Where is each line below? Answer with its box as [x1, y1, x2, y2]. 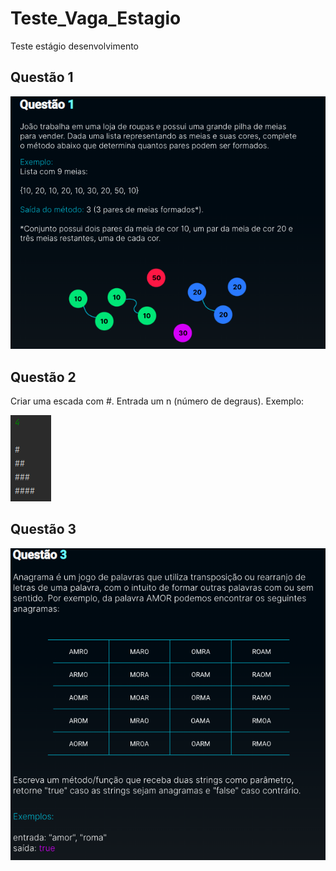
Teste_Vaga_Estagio [10, 7, 182, 30]
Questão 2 [10, 368, 77, 386]
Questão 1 [10, 69, 74, 86]
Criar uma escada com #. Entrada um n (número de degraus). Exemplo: [10, 395, 305, 407]
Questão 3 [10, 521, 77, 538]
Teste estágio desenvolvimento [10, 40, 140, 52]
